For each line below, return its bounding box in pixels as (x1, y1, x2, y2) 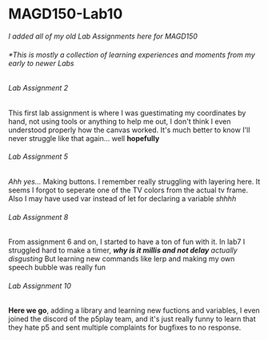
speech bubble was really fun (8, 262, 106, 273)
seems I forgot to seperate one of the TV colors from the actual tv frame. (8, 185, 249, 195)
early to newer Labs (8, 58, 74, 68)
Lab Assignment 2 (8, 83, 69, 93)
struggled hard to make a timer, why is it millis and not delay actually (8, 245, 238, 255)
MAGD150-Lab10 (8, 5, 123, 23)
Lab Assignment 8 (8, 212, 69, 221)
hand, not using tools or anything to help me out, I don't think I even (8, 116, 231, 126)
